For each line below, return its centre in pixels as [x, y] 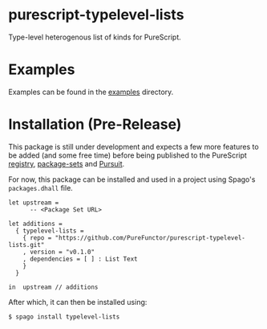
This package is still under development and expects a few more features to [133, 146]
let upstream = [34, 203]
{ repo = [37, 238]
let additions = [35, 224]
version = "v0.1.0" [62, 252]
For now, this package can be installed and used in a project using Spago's [132, 179]
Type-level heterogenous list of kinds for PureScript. [95, 37]
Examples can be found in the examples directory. [91, 92]
